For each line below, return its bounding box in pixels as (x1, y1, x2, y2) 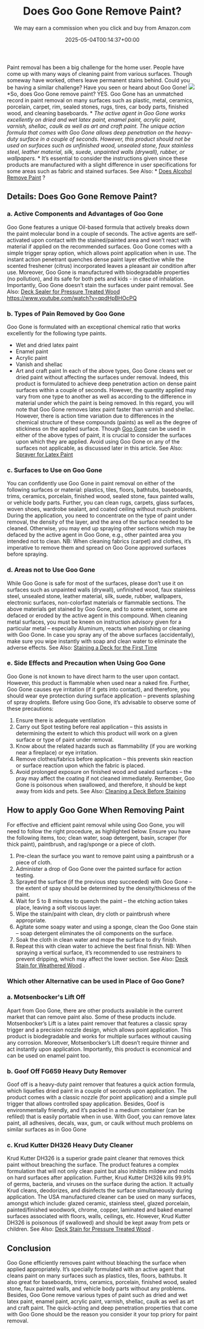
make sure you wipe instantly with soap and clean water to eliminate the (7, 638, 187, 645)
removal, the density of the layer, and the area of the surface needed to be (7, 518, 193, 525)
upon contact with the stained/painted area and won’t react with (31, 236, 191, 244)
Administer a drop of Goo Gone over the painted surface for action (15, 865, 182, 872)
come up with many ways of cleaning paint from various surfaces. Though (7, 70, 192, 77)
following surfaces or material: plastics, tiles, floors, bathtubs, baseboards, (7, 486, 193, 493)
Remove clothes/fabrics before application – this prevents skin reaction (15, 755, 193, 762)
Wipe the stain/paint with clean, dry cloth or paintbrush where (15, 910, 171, 918)
